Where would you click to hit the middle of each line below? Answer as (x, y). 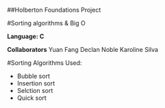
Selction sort (35, 91)
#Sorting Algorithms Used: (45, 63)
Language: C (26, 36)
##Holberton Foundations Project (54, 10)
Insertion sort (36, 83)
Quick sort (31, 98)
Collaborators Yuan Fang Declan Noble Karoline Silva (83, 50)
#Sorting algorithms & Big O (46, 23)
